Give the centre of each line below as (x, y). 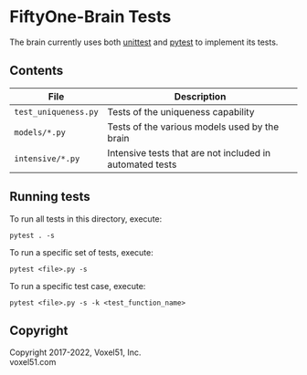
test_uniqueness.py (56, 112)
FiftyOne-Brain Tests (90, 17)
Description (200, 96)
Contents (37, 71)
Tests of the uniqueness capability (181, 111)
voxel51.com (33, 362)
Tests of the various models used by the (193, 127)
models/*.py (40, 132)
